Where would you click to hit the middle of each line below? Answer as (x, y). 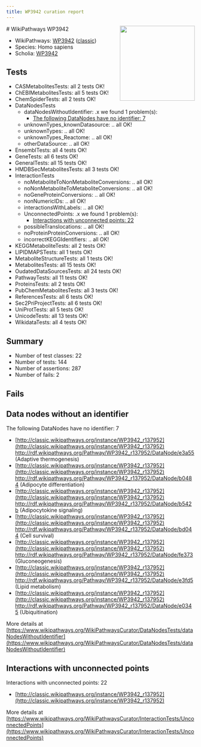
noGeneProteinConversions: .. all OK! (69, 195)
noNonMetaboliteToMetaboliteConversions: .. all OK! (88, 188)
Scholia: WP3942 (36, 53)
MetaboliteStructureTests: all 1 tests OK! (64, 259)
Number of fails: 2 (37, 375)
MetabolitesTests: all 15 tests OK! (55, 265)
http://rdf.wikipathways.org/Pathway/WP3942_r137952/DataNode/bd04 (103, 529)
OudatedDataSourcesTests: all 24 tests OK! (68, 271)
